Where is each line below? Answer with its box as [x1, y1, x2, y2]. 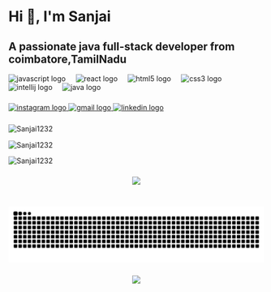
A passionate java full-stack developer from [8, 40, 235, 54]
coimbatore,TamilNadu [8, 52, 127, 66]
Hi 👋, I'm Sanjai [8, 7, 111, 26]
